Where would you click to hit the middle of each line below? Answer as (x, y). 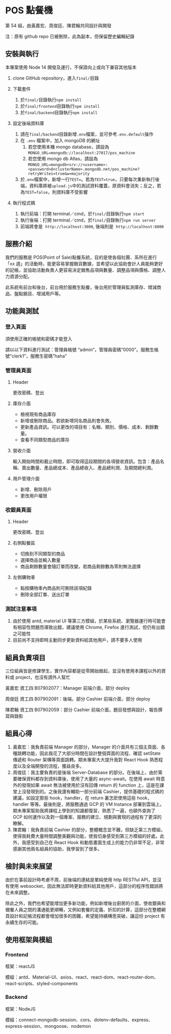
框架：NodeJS (20, 1009)
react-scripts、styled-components (41, 984)
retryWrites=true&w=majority (59, 174)
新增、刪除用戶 (36, 489)
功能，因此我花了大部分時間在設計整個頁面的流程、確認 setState (93, 753)
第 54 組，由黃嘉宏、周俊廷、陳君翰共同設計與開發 (59, 25)
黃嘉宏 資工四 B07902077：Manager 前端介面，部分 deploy (68, 688)
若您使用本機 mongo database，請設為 (68, 147)
